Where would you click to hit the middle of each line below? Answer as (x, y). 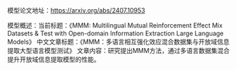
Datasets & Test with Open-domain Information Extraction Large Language (116, 33)
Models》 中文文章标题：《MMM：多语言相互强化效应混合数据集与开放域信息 (119, 42)
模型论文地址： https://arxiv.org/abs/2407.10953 (77, 10)
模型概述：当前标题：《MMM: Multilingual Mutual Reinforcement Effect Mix (115, 25)
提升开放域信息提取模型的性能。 (54, 59)
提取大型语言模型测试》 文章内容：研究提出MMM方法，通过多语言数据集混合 (119, 51)
